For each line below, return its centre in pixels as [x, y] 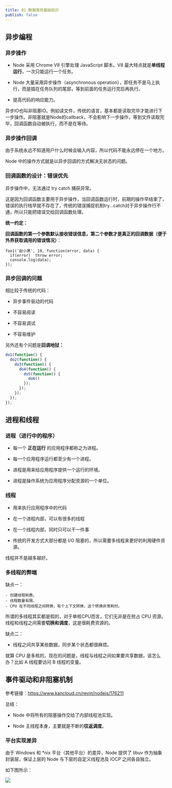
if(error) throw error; [36, 255]
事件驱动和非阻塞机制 [39, 680]
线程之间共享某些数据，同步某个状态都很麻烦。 [62, 644]
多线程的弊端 [21, 572]
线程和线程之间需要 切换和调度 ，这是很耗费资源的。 [59, 622]
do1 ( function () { [24, 355]
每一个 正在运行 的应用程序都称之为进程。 [57, 448]
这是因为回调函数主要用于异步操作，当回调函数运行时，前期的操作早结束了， [86, 199]
